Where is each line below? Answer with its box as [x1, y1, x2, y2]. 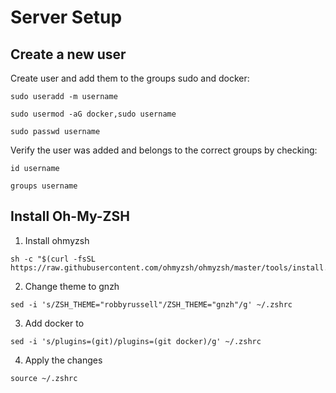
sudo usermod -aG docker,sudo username [10, 109, 177, 119]
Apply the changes [24, 354, 103, 366]
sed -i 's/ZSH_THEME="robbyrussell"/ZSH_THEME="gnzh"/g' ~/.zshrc [10, 299, 293, 310]
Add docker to [24, 317, 85, 329]
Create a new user [10, 46, 127, 63]
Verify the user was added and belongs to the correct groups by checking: [10, 144, 318, 156]
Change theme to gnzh [24, 280, 120, 292]
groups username [10, 181, 78, 191]
